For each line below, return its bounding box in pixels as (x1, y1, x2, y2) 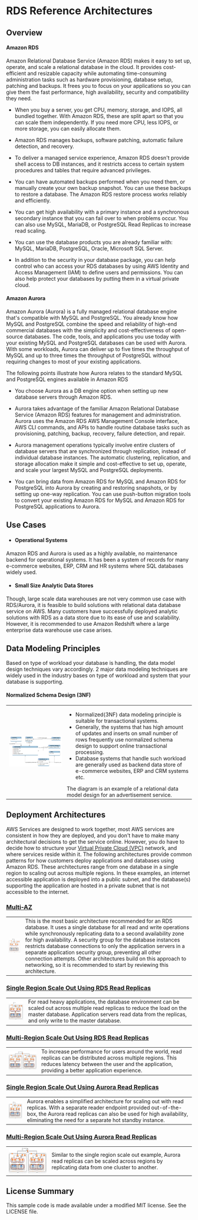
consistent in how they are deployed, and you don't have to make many (6, 832, 180, 839)
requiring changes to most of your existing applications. (6, 358, 141, 365)
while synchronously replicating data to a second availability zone (25, 930, 184, 937)
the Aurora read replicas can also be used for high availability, (38, 1110, 189, 1117)
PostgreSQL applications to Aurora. (14, 503, 101, 510)
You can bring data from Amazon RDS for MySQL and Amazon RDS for (14, 478, 187, 485)
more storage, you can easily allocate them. (14, 125, 121, 132)
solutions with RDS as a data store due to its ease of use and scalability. (6, 614, 181, 621)
